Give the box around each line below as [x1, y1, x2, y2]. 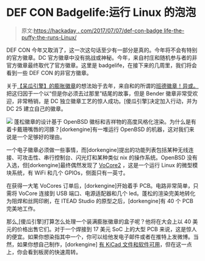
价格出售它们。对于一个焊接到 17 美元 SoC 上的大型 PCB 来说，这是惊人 [16, 225, 197, 232]
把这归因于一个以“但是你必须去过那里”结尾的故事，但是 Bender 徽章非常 [6, 90, 187, 97]
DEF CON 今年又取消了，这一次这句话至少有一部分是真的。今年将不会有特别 [6, 46, 198, 54]
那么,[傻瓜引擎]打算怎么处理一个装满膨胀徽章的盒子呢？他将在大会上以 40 [6, 218, 192, 225]
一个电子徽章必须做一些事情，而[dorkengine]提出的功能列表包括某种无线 [6, 146, 189, 153]
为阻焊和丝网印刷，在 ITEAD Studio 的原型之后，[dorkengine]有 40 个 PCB [6, 197, 193, 204]
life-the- [164, 27, 185, 34]
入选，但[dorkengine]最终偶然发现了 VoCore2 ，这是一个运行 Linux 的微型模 [6, 161, 198, 168]
